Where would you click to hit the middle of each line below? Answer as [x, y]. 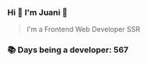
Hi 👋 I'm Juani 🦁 [38, 12]
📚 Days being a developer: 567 [68, 50]
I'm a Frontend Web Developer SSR [83, 30]
